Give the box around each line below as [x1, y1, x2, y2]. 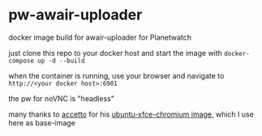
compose [8, 57, 35, 65]
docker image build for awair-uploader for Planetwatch [8, 32, 192, 42]
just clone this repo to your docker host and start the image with [8, 48, 223, 57]
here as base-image [8, 117, 75, 127]
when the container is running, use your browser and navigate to [8, 70, 225, 80]
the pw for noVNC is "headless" [8, 93, 115, 103]
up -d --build [37, 57, 85, 65]
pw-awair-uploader [8, 6, 143, 24]
